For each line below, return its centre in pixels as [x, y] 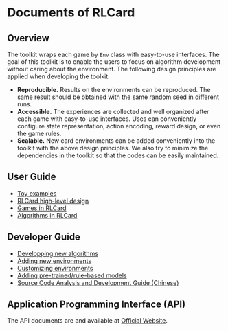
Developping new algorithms [57, 253]
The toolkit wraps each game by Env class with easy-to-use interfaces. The [113, 54]
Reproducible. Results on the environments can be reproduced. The [114, 90]
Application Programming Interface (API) [96, 305]
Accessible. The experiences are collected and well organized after [113, 112]
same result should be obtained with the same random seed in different [118, 97]
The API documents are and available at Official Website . [88, 321]
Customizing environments [55, 268]
